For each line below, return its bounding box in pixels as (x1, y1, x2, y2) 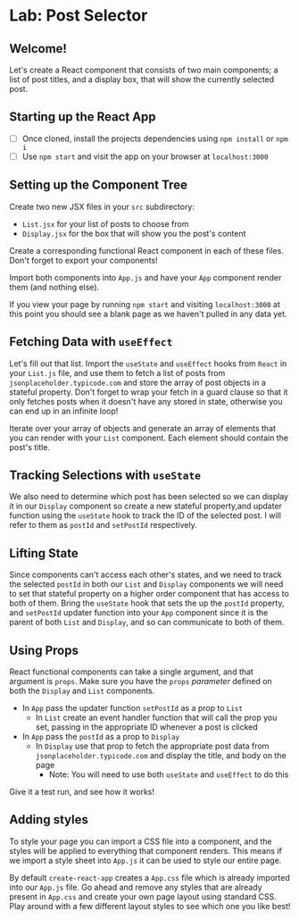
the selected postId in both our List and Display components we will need (9, 579, 284, 590)
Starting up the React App (9, 109, 156, 125)
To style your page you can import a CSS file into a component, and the (9, 836, 272, 847)
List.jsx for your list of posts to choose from (21, 218, 189, 229)
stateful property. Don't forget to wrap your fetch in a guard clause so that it (9, 386, 288, 397)
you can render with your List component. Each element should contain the (9, 432, 288, 443)
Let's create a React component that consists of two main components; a (9, 64, 278, 75)
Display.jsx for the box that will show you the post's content (21, 228, 246, 238)
